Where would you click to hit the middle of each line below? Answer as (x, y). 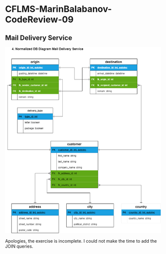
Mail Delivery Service (39, 38)
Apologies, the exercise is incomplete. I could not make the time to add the (81, 241)
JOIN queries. (19, 246)
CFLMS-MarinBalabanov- (59, 9)
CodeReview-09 (40, 19)
